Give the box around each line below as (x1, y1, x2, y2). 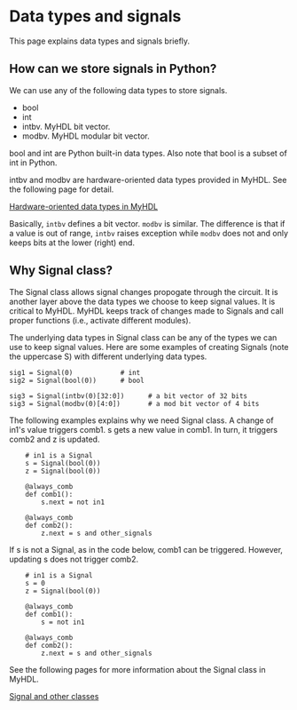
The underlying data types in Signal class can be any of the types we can (9, 331, 277, 343)
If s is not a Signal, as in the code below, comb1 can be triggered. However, (9, 544, 284, 554)
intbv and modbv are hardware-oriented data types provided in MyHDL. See (9, 174, 287, 185)
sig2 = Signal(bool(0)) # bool (9, 376, 145, 385)
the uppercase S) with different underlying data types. (9, 351, 207, 362)
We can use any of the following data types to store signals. (9, 84, 228, 95)
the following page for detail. (9, 184, 114, 195)
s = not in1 (41, 618, 86, 626)
